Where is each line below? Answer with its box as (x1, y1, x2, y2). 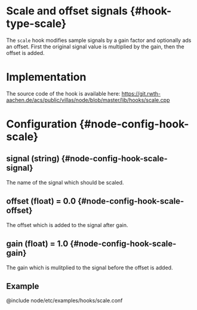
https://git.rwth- (121, 90, 161, 97)
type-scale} (6, 17, 67, 30)
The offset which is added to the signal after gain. (6, 221, 128, 228)
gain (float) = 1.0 (6, 239, 69, 249)
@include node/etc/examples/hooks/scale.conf (6, 297, 123, 304)
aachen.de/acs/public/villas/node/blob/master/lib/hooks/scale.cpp (6, 96, 170, 103)
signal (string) (6, 154, 60, 164)
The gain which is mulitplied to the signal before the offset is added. (6, 264, 173, 271)
